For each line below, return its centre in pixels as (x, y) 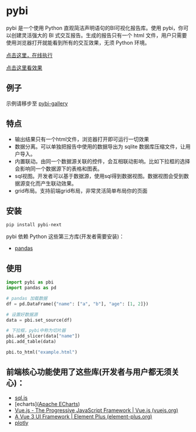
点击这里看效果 (24, 67)
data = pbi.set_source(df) (39, 320)
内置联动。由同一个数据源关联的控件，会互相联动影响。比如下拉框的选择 (102, 161)
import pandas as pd (31, 288)
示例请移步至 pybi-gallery (37, 103)
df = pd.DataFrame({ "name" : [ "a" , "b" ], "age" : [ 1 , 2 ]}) (77, 304)
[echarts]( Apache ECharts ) (47, 404)
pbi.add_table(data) (31, 342)
